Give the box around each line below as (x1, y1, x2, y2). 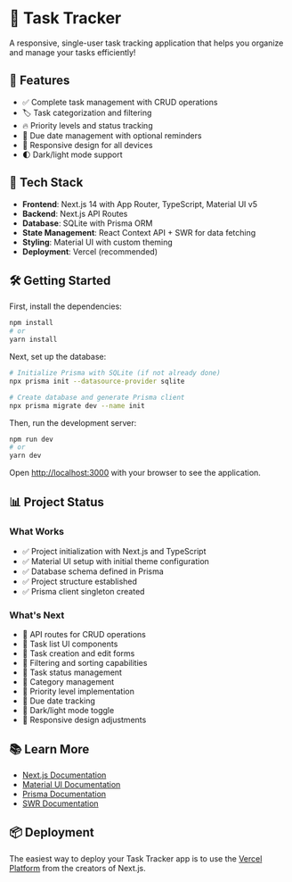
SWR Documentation (21, 798, 100, 809)
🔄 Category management (21, 677, 115, 687)
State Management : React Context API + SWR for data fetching (21, 227, 256, 237)
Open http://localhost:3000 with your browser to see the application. (9, 468, 261, 478)
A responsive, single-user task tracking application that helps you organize (9, 37, 284, 48)
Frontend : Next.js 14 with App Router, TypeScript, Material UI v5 (21, 198, 258, 209)
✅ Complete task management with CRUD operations (21, 96, 218, 107)
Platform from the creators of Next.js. (9, 862, 146, 873)
